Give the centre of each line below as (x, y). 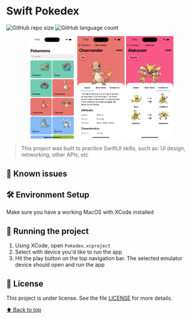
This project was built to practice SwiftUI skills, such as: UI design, (103, 148)
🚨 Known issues (37, 173)
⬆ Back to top (24, 310)
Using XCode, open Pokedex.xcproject (63, 246)
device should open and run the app (60, 265)
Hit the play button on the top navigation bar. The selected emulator (99, 258)
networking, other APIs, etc (55, 155)
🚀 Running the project (47, 231)
